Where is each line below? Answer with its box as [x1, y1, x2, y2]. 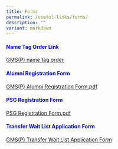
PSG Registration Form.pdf [6, 110, 71, 117]
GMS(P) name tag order [6, 57, 64, 64]
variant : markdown [6, 25, 51, 31]
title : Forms [6, 8, 38, 15]
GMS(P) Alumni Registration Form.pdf [6, 83, 98, 90]
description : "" [6, 19, 46, 25]
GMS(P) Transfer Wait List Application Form [6, 136, 112, 143]
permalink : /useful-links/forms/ [6, 14, 88, 20]
